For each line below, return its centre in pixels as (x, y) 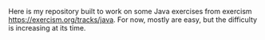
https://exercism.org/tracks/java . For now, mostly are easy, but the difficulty (133, 20)
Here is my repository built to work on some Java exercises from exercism (131, 11)
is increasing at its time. (47, 28)
